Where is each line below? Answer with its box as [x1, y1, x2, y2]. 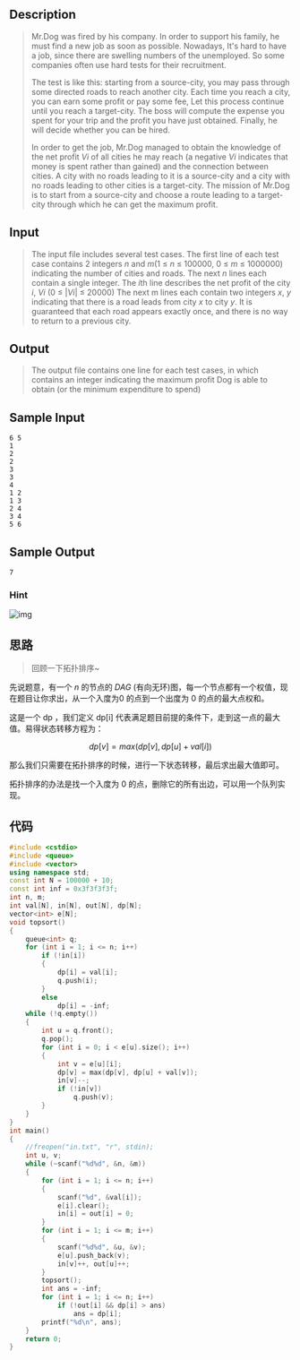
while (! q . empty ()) [25, 1010, 99, 1019]
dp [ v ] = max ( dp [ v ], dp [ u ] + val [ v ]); [56, 1068, 199, 1077]
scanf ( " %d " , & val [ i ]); [56, 1192, 142, 1201]
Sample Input [9, 409, 85, 425]
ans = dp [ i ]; [73, 1309, 123, 1318]
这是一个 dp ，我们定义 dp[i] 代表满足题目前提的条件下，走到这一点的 [9, 712, 265, 723]
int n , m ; [9, 893, 47, 902]
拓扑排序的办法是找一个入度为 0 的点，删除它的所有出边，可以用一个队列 [9, 779, 278, 789]
